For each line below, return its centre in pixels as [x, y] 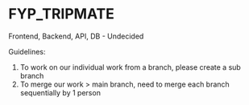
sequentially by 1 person [60, 92]
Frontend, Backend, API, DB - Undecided [76, 36]
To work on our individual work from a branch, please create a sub [131, 67]
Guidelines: [27, 51]
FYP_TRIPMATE [62, 14]
